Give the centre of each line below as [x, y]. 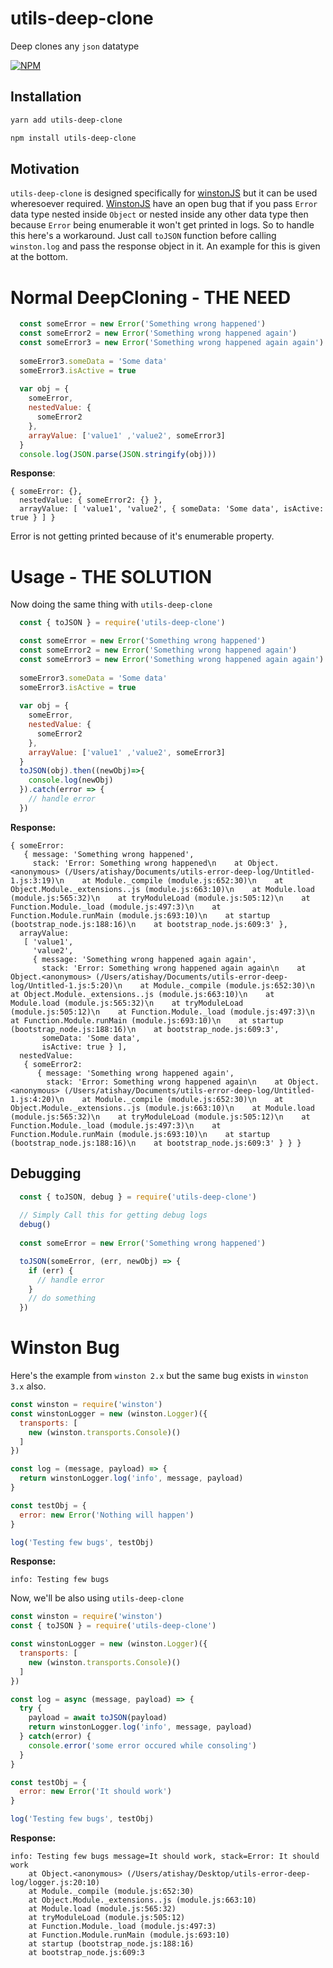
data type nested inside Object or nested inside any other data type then [159, 214]
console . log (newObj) [71, 780]
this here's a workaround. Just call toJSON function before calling [143, 236]
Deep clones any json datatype [75, 46]
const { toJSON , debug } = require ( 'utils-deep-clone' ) [138, 1197]
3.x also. [28, 1386]
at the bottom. [39, 257]
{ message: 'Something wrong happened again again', [144, 959]
